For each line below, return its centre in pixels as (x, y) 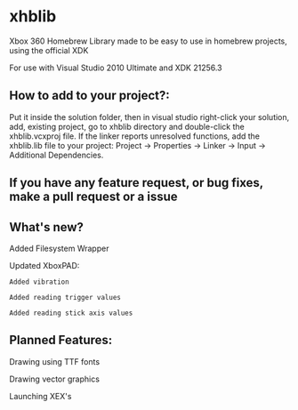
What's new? (47, 227)
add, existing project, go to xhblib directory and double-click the (127, 126)
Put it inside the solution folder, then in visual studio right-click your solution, (149, 117)
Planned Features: (61, 340)
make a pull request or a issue (93, 197)
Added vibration (39, 282)
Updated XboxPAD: (44, 265)
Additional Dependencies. (56, 155)
